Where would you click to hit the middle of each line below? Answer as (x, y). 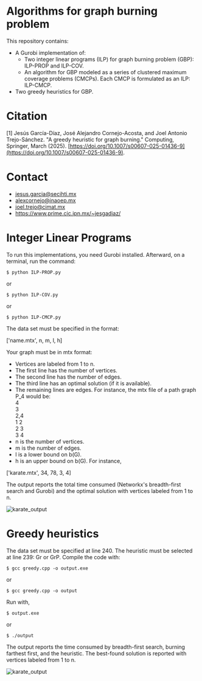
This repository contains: (37, 41)
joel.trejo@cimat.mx (40, 207)
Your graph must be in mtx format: (49, 352)
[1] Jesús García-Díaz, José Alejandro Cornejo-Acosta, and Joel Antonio (97, 133)
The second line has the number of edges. (68, 377)
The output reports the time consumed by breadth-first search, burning (96, 647)
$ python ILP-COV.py (33, 295)
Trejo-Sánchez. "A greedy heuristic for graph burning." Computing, (90, 139)
